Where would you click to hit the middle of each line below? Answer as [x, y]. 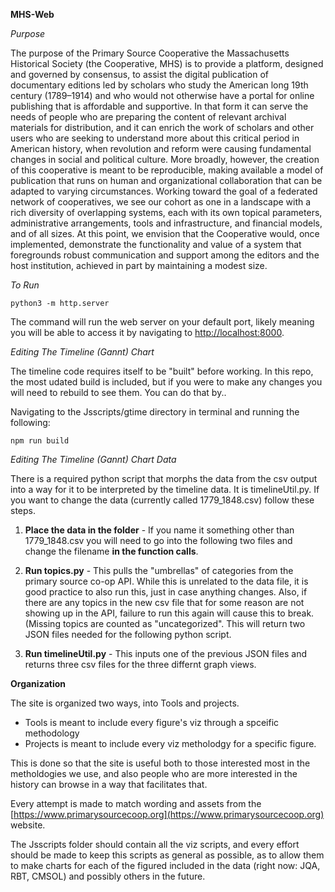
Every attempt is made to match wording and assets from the [136, 803]
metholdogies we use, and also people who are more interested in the [154, 773]
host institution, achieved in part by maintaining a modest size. [139, 265]
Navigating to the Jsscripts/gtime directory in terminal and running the [155, 412]
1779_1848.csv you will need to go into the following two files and [158, 540]
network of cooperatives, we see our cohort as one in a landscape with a [161, 202]
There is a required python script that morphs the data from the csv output [164, 478]
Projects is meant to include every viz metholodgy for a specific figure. [170, 743]
